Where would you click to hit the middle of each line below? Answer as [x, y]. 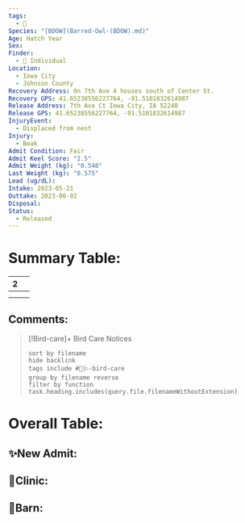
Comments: [38, 319]
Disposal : [25, 203]
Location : [25, 69]
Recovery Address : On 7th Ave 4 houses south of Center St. [112, 91]
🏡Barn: [26, 508]
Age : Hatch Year [35, 38]
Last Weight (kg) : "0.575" [54, 174]
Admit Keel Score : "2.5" [50, 158]
